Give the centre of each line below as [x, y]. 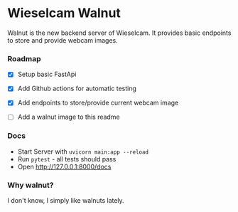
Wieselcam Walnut [64, 13]
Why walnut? [31, 185]
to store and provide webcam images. [63, 40]
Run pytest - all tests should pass [67, 159]
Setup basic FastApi [47, 74]
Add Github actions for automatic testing [77, 89]
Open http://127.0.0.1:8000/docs [64, 166]
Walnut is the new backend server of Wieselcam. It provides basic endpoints [119, 33]
